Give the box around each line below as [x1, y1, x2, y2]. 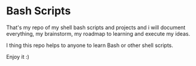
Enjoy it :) [6, 53, 30, 60]
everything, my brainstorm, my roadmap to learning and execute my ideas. [6, 30, 191, 37]
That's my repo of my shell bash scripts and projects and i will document [6, 24, 186, 31]
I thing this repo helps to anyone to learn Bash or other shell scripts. [6, 42, 174, 49]
